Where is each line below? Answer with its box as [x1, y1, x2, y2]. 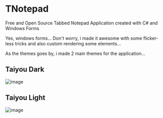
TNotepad [5, 3, 49, 15]
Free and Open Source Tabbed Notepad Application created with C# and [5, 20, 158, 26]
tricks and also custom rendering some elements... [15, 40, 121, 46]
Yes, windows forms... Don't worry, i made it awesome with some [5, 35, 143, 41]
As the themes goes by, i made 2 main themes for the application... [5, 50, 146, 56]
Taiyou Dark [5, 65, 44, 74]
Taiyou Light [5, 94, 46, 102]
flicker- [143, 35, 159, 41]
